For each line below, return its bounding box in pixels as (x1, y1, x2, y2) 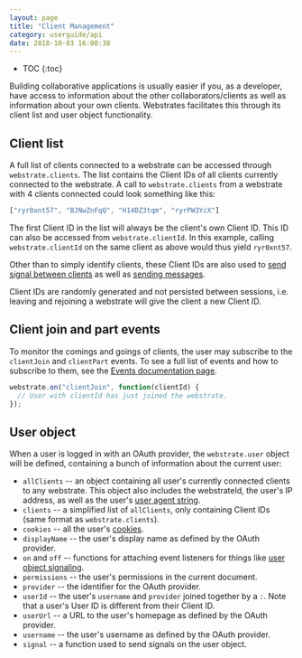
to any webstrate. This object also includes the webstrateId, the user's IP (22, 485, 293, 496)
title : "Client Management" (9, 22, 115, 31)
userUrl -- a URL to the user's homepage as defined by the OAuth (22, 610, 268, 621)
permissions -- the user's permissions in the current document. (22, 571, 258, 583)
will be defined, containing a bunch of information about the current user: (9, 458, 282, 469)
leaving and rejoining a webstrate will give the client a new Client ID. (9, 296, 261, 306)
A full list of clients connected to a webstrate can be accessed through (9, 160, 272, 171)
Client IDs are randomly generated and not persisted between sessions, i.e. (9, 286, 289, 296)
